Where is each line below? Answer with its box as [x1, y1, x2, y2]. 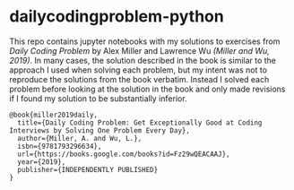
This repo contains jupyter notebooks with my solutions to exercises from [9, 36, 281, 47]
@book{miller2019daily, [9, 110, 99, 119]
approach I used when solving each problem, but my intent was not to [9, 65, 267, 75]
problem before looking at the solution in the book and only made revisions [9, 83, 286, 94]
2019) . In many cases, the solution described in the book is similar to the [9, 55, 276, 65]
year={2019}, [17, 157, 66, 167]
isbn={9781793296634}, [17, 142, 102, 151]
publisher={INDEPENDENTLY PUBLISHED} [17, 165, 159, 174]
